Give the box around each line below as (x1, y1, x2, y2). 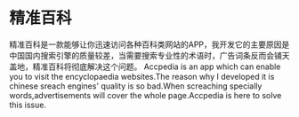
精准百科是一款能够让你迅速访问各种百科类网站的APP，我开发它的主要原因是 (9, 39, 290, 50)
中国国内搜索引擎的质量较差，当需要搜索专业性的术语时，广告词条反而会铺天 (9, 50, 290, 60)
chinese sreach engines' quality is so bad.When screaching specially (9, 81, 263, 91)
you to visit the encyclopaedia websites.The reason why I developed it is (9, 71, 275, 82)
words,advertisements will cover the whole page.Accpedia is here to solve (9, 90, 282, 100)
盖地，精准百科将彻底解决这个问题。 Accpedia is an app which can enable (9, 61, 281, 72)
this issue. (9, 99, 47, 110)
